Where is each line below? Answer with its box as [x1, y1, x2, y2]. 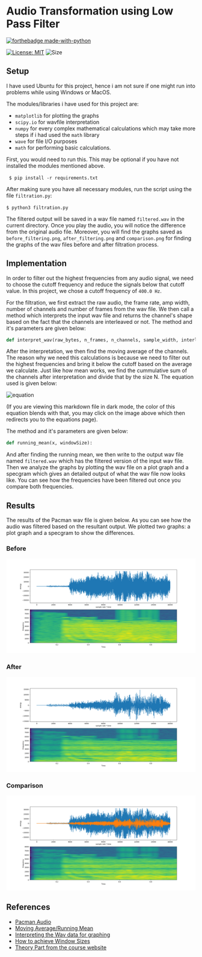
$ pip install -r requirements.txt [8, 175, 98, 181]
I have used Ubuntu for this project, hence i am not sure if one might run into [6, 82, 195, 89]
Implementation [6, 258, 67, 269]
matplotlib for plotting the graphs [14, 112, 99, 119]
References [6, 902, 50, 912]
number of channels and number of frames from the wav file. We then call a [6, 305, 194, 312]
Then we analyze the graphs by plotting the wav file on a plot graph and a [6, 464, 189, 471]
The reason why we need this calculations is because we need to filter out [6, 354, 191, 361]
